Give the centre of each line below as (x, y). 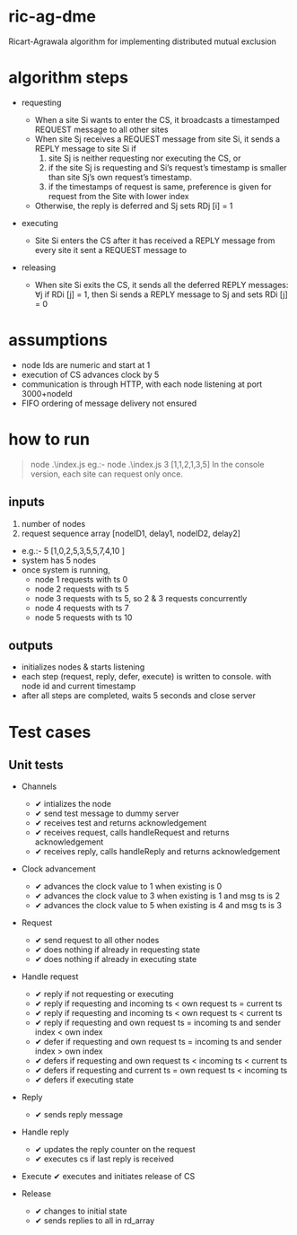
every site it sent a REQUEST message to (111, 250)
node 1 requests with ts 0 (81, 579)
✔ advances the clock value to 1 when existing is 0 (128, 887)
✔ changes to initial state (81, 1211)
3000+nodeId (47, 393)
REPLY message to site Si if (85, 148)
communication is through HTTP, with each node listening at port (142, 384)
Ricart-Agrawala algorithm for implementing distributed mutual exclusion (143, 41)
